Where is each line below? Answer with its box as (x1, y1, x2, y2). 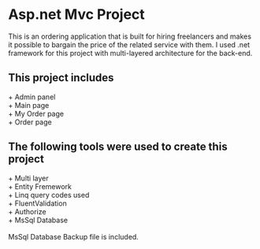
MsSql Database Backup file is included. (8, 232, 139, 241)
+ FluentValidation (8, 199, 67, 208)
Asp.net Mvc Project (8, 6, 146, 24)
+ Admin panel (8, 92, 56, 102)
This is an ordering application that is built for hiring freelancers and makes (8, 32, 252, 41)
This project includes (8, 71, 114, 84)
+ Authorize (8, 206, 46, 216)
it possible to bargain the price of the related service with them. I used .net (8, 39, 251, 49)
